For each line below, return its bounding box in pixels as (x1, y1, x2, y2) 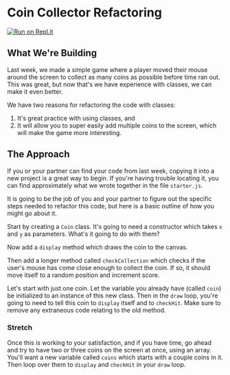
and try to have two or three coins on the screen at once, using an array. (7, 346, 211, 354)
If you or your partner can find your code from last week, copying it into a (7, 167, 215, 175)
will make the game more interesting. (16, 128, 122, 136)
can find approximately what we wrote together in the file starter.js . (7, 181, 203, 189)
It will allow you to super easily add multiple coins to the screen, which (16, 121, 217, 130)
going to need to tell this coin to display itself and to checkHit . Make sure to (7, 298, 221, 306)
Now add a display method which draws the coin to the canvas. (7, 243, 188, 251)
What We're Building (7, 47, 97, 59)
